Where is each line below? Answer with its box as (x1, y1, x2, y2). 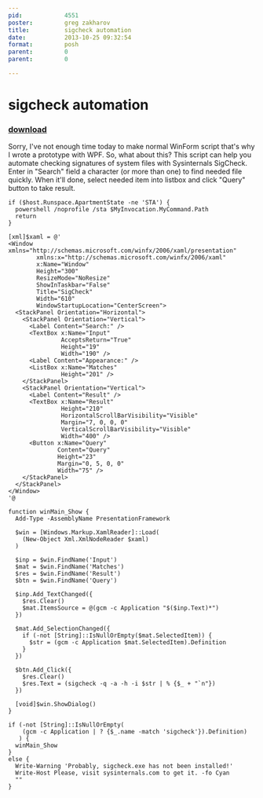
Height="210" (60, 405, 104, 413)
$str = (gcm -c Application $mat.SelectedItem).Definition (28, 639, 226, 646)
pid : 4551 (8, 11, 79, 20)
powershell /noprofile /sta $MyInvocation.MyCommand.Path (15, 206, 210, 214)
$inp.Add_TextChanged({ (15, 591, 93, 598)
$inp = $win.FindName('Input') (15, 556, 118, 564)
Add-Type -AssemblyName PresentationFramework (15, 515, 170, 523)
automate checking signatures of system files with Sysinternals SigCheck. (8, 159, 248, 168)
